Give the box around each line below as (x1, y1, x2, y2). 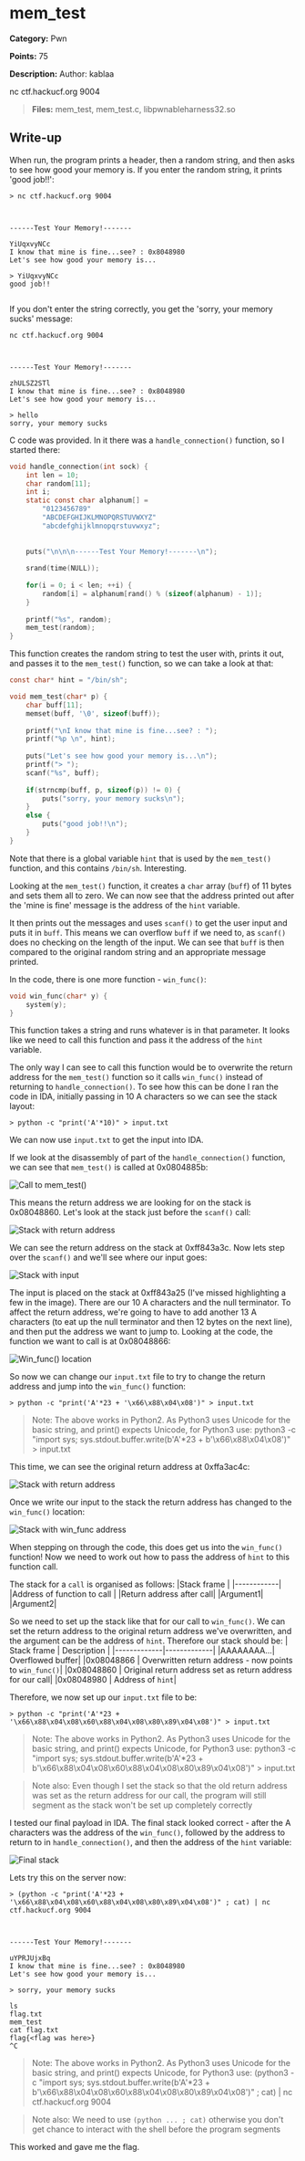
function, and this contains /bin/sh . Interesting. (9, 862, 187, 874)
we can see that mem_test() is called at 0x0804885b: (9, 1162, 208, 1173)
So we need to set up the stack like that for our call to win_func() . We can (9, 1616, 286, 1627)
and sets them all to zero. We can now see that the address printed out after (9, 889, 294, 901)
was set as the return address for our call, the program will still (31, 1790, 267, 1801)
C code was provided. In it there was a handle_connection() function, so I (9, 435, 285, 446)
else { (25, 811, 51, 820)
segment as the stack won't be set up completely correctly (31, 1799, 253, 1810)
